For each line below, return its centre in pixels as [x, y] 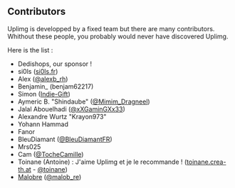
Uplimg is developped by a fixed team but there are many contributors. [111, 28]
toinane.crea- [206, 162]
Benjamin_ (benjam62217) [56, 86]
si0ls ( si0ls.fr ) [38, 71]
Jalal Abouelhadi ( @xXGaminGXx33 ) [72, 109]
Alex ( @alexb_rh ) [43, 79]
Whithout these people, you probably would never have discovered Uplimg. [118, 36]
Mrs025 [29, 146]
